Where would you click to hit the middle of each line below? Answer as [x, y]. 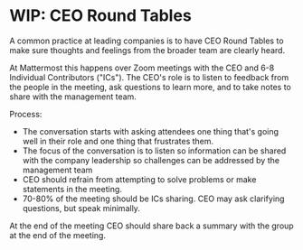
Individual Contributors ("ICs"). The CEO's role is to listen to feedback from [149, 77]
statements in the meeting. [72, 189]
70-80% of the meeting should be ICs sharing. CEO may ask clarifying [153, 199]
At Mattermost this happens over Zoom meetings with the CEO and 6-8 [142, 68]
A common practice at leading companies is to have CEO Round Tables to [147, 41]
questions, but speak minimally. [81, 208]
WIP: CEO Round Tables [100, 16]
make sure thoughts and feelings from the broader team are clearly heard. [147, 50]
